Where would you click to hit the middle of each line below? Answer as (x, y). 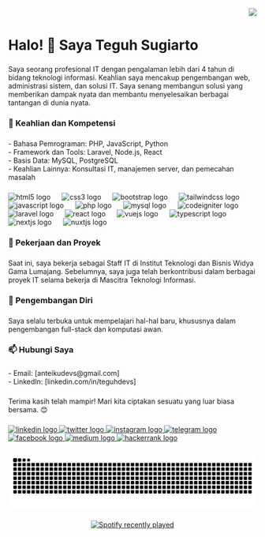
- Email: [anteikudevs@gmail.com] (64, 374)
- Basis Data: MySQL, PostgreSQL (63, 160)
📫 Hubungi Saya (41, 350)
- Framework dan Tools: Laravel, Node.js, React (86, 152)
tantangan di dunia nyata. (49, 103)
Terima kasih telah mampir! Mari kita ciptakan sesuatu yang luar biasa (121, 401)
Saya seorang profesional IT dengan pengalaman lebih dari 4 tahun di (121, 69)
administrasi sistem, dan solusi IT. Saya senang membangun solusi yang (125, 86)
